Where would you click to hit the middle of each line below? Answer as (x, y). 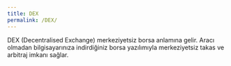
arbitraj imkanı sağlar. (38, 55)
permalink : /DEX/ (32, 20)
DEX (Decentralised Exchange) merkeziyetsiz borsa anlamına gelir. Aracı (111, 40)
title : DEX (23, 14)
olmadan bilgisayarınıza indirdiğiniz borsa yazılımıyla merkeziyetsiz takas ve (116, 47)
